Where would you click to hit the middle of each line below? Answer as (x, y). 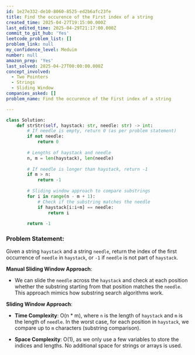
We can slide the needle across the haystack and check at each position (101, 280)
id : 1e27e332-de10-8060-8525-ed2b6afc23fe (59, 11)
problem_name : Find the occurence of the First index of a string (89, 99)
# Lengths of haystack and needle (69, 153)
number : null (22, 55)
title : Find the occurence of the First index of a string (80, 17)
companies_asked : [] (31, 93)
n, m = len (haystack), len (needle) (71, 158)
